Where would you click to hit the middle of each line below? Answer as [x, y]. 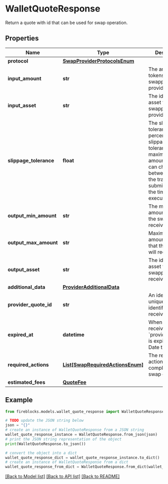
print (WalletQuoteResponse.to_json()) [45, 444]
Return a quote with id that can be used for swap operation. [66, 23]
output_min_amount [32, 215]
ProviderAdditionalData [91, 287]
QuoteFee [74, 382]
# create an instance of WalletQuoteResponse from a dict [67, 462]
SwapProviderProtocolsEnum [98, 61]
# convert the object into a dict [41, 453]
